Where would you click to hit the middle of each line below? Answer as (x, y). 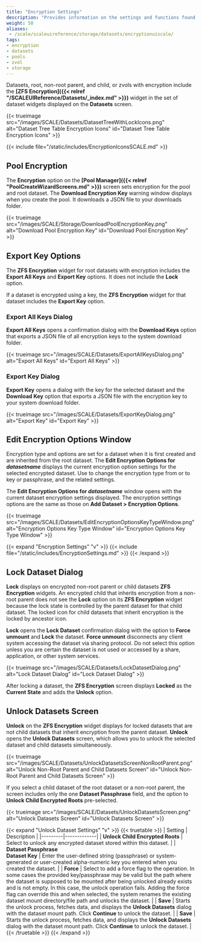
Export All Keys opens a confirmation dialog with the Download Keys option (101, 330)
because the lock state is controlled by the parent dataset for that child (94, 606)
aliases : (17, 29)
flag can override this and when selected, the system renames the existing (99, 894)
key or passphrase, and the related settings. (61, 479)
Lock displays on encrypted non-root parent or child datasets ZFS (88, 587)
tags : (13, 40)
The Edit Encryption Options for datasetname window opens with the (94, 492)
